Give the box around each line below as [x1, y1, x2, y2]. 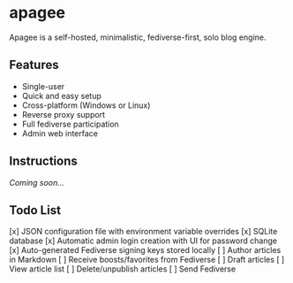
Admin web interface [21, 127, 99, 139]
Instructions [9, 154, 78, 169]
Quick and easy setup [21, 90, 101, 101]
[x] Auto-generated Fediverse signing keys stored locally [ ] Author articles [9, 245, 282, 256]
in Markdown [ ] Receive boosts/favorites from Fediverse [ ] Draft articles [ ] [9, 255, 285, 265]
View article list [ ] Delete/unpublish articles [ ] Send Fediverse [9, 264, 237, 274]
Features [9, 57, 59, 73]
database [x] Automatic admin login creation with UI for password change [9, 235, 278, 246]
